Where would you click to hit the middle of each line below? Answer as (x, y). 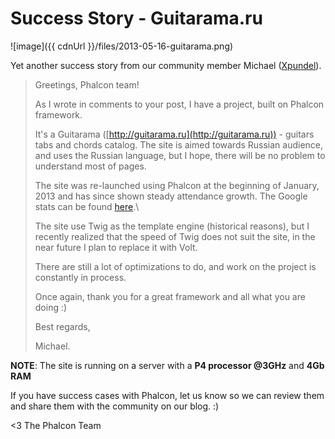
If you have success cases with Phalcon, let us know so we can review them (167, 395)
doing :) (51, 307)
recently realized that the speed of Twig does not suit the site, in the (175, 236)
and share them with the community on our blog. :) (115, 406)
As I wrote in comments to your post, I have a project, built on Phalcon (179, 104)
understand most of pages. (90, 166)
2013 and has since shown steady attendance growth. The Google (171, 196)
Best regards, (62, 326)
